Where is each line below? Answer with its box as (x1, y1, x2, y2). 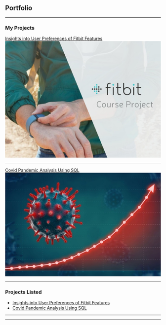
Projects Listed (5, 289, 42, 295)
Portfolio (5, 4, 33, 12)
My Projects (5, 24, 35, 31)
